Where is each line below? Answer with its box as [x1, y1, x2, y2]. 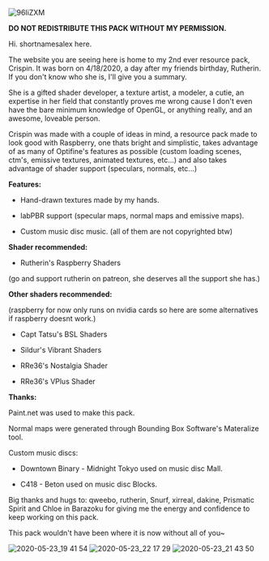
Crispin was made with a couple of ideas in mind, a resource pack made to [8, 130, 258, 139]
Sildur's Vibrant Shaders [19, 345, 102, 354]
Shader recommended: [8, 242, 88, 251]
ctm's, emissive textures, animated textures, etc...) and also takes [8, 155, 227, 165]
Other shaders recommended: [8, 289, 113, 299]
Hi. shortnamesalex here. [8, 39, 92, 49]
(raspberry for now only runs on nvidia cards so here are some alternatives [8, 305, 258, 315]
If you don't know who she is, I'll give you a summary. [8, 72, 188, 81]
